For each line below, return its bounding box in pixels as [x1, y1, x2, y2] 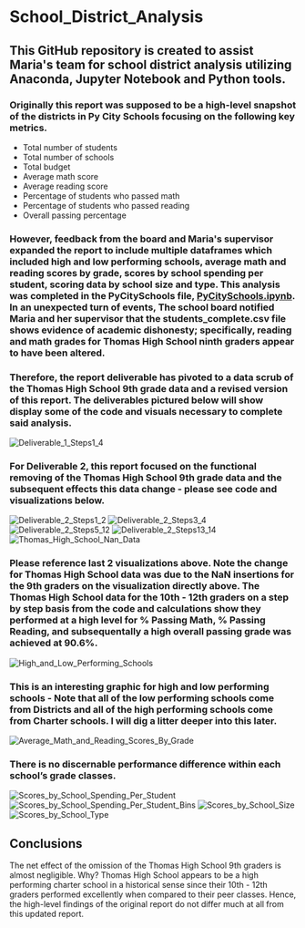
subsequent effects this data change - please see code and [9, 483, 278, 496]
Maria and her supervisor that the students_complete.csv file [9, 312, 287, 325]
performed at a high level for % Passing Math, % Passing [9, 614, 266, 626]
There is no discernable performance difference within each [9, 758, 281, 770]
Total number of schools [22, 151, 115, 162]
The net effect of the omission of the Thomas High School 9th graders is [9, 860, 282, 871]
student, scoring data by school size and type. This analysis [9, 278, 280, 291]
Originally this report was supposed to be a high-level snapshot [9, 98, 297, 111]
